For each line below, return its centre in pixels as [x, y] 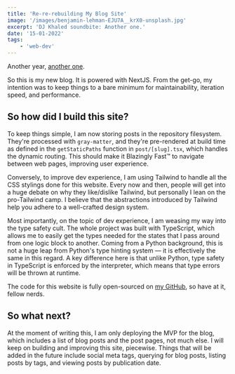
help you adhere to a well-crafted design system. [78, 207]
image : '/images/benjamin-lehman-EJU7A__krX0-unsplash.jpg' [97, 20]
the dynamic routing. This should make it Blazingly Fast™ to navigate [106, 156]
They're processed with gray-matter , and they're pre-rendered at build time [117, 141]
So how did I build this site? [68, 117]
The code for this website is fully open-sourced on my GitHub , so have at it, [117, 286]
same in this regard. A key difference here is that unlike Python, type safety [116, 258]
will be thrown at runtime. [44, 273]
